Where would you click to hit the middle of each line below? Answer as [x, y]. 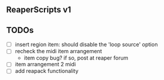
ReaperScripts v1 [39, 10]
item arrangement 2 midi [45, 64]
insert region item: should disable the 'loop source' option [86, 45]
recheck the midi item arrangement [58, 51]
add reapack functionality [47, 71]
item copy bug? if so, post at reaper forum [76, 58]
